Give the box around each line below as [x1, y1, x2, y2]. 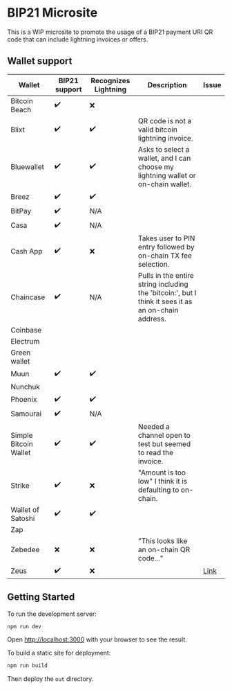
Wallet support [7, 55, 72, 67]
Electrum [10, 336, 40, 346]
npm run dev [7, 623, 41, 630]
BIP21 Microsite [7, 5, 98, 21]
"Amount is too [137, 468, 186, 477]
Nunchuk [10, 382, 40, 391]
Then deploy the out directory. [7, 675, 94, 683]
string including [137, 279, 188, 289]
